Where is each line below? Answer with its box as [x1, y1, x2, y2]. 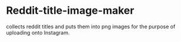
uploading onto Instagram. [6, 29, 70, 36]
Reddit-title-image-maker [6, 4, 135, 17]
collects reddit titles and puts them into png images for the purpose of [6, 23, 176, 30]
